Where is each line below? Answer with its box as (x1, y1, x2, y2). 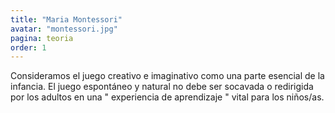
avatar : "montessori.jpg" (10, 24, 118, 34)
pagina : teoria (10, 33, 74, 43)
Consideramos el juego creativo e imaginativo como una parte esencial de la (10, 70, 325, 82)
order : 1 (10, 42, 47, 53)
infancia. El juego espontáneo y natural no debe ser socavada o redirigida (10, 81, 314, 93)
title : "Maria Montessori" (10, 14, 123, 25)
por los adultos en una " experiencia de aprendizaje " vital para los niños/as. (10, 91, 325, 103)
